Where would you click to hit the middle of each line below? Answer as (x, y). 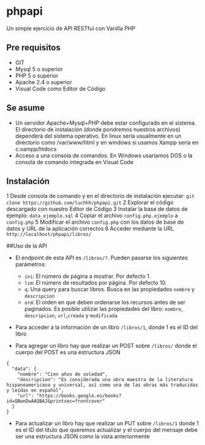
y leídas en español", (35, 391)
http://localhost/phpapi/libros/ (49, 235)
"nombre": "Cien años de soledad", (63, 374)
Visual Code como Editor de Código (60, 89)
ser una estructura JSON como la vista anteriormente (82, 436)
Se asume (25, 108)
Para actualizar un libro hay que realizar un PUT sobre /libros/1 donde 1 (107, 423)
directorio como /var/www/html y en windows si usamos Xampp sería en (107, 142)
